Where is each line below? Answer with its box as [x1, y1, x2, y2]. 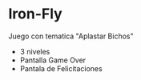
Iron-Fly [8, 5, 62, 23]
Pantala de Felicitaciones [19, 63, 103, 73]
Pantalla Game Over [19, 55, 87, 65]
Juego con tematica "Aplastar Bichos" [8, 31, 134, 41]
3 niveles [19, 46, 50, 56]
